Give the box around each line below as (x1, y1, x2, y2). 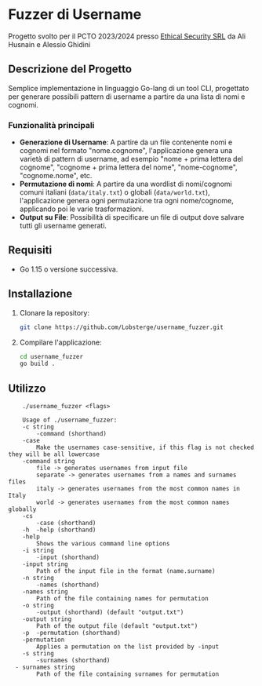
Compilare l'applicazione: (19, 338, 102, 347)
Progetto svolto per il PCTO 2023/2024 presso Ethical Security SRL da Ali (8, 31, 246, 41)
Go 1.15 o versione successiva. (19, 265, 118, 274)
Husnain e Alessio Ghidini (8, 39, 91, 49)
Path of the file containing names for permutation (36, 595, 209, 603)
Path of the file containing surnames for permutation (36, 670, 220, 678)
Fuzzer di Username (8, 5, 142, 24)
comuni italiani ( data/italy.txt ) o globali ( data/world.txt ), (19, 188, 210, 197)
